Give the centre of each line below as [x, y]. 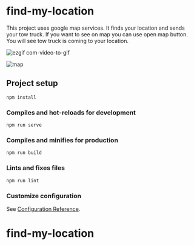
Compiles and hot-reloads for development [71, 112]
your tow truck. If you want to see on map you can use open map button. [97, 34]
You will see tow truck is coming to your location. [68, 41]
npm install [21, 97]
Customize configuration [44, 196]
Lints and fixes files [36, 168]
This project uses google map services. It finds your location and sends [95, 28]
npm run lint [23, 181]
